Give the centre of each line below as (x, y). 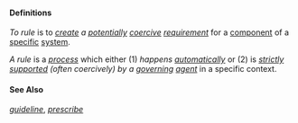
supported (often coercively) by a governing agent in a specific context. (143, 69)
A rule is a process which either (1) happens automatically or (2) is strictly (147, 59)
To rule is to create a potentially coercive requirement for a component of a (149, 32)
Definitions (31, 13)
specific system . (40, 42)
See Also (26, 89)
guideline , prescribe (47, 110)
